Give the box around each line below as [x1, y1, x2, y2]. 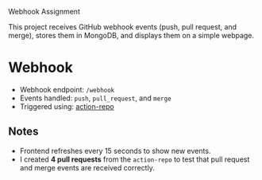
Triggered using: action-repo [19, 101, 114, 111]
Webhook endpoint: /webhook [19, 84, 115, 94]
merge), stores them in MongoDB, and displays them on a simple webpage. [8, 31, 255, 40]
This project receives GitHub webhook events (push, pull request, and [8, 22, 237, 31]
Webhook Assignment [8, 7, 81, 16]
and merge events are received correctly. [19, 162, 155, 172]
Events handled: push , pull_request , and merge [19, 93, 172, 103]
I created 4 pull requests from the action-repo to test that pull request [19, 155, 250, 164]
